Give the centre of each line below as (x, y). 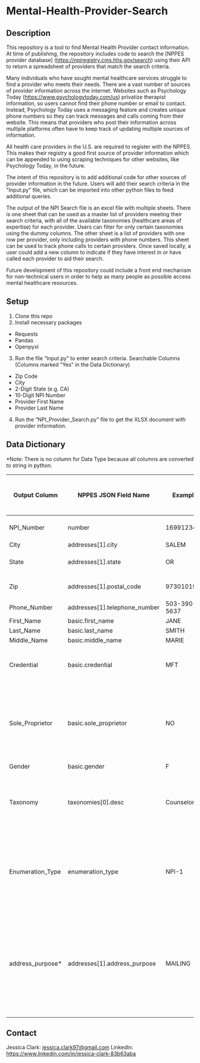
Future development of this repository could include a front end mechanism (99, 270)
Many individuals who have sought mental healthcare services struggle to (97, 78)
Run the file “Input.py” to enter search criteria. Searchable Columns (97, 358)
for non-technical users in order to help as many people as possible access (99, 276)
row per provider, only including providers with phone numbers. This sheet (98, 239)
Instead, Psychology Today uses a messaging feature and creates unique (96, 110)
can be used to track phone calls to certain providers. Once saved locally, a (99, 246)
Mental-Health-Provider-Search (87, 11)
